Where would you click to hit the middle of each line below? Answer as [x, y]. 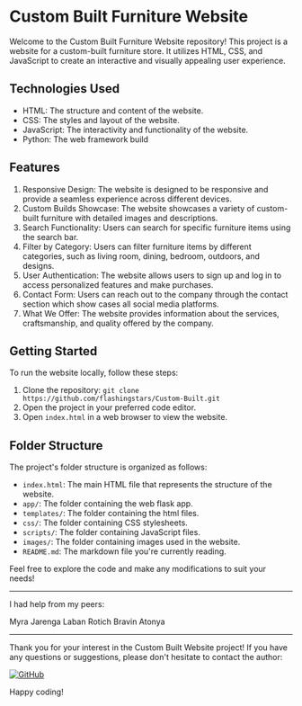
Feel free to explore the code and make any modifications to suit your [138, 569]
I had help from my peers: [57, 604]
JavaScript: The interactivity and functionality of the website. [135, 130]
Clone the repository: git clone [80, 390]
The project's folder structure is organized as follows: [108, 467]
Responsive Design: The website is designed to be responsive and [145, 189]
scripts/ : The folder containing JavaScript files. [111, 532]
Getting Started [53, 351]
